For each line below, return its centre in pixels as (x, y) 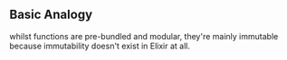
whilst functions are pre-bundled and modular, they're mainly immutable (144, 36)
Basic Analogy (51, 15)
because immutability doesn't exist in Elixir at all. (100, 46)
